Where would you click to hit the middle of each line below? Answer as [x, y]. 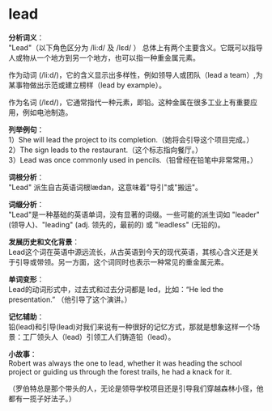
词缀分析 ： [26, 204]
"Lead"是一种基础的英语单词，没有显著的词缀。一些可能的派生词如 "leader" [134, 214]
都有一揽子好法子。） [42, 398]
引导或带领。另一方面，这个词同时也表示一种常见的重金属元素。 [121, 262]
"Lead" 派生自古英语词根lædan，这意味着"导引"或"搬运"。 [105, 187]
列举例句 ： [26, 129]
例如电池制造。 [47, 112]
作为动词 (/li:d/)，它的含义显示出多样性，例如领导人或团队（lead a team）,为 [136, 74]
